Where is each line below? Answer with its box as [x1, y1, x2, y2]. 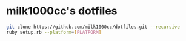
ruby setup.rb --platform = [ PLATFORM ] [6, 29, 102, 35]
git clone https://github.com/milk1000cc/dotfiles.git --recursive [6, 24, 181, 30]
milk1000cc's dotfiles [6, 4, 118, 18]
